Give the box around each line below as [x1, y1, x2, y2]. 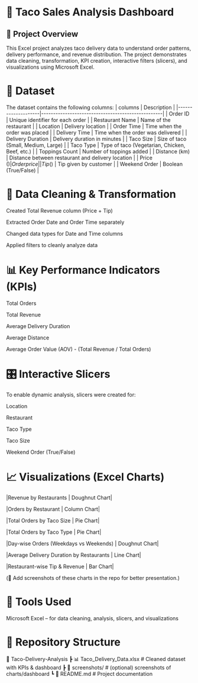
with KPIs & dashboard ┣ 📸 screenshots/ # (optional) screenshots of [6, 663, 171, 671]
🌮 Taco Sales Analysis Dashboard [6, 5, 174, 19]
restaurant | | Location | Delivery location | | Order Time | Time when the [6, 123, 182, 130]
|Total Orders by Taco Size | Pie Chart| [6, 517, 100, 524]
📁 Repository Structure [6, 635, 121, 649]
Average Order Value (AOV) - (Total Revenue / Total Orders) [6, 345, 151, 352]
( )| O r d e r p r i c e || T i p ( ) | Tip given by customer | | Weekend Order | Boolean [6, 160, 183, 168]
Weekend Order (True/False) [6, 448, 76, 456]
